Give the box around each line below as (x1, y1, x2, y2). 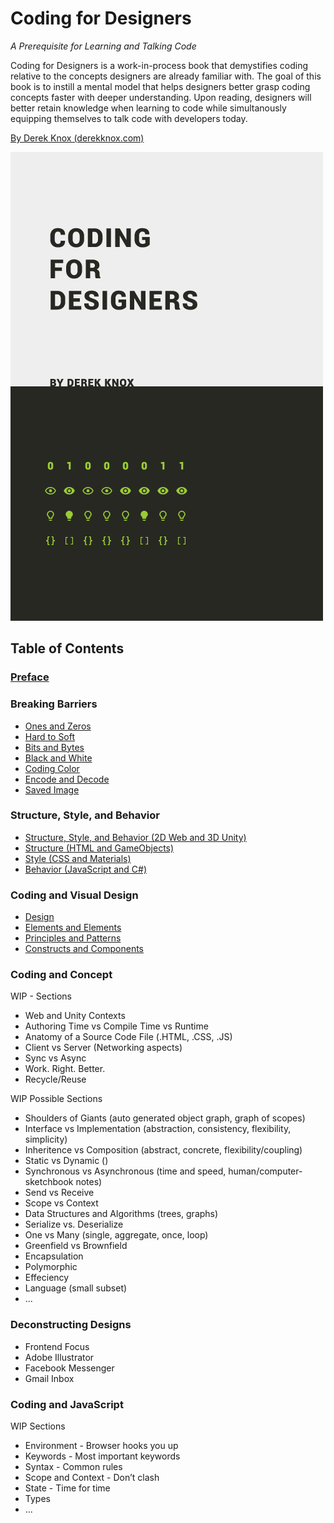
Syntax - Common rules (24, 1461, 123, 1473)
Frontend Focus (24, 1340, 90, 1352)
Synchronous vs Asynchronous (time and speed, (24, 1165, 227, 1177)
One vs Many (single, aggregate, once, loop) (24, 1229, 209, 1241)
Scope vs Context (24, 1197, 99, 1209)
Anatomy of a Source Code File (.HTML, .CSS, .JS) (24, 1031, 233, 1043)
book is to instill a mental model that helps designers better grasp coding (10, 80, 311, 92)
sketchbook (24, 1176, 74, 1188)
